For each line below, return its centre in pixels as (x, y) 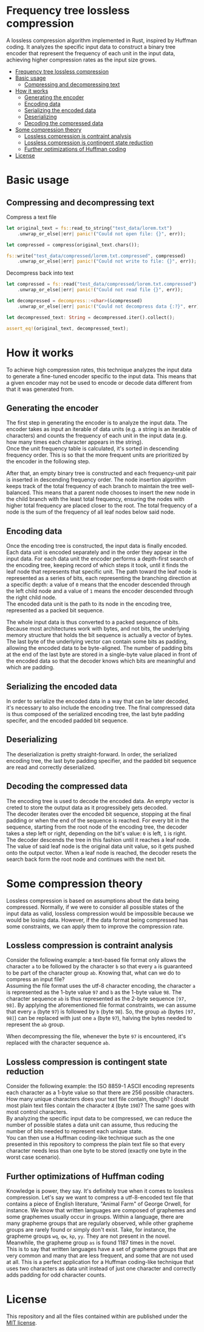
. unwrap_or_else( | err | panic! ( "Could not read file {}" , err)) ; (100, 290)
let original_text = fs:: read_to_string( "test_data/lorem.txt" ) (89, 228)
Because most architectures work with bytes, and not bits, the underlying (98, 629)
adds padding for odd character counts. (56, 1275)
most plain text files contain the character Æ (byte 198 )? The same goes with (101, 1106)
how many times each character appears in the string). (75, 442)
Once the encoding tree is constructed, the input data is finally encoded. (97, 546)
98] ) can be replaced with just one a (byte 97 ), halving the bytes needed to (99, 1018)
